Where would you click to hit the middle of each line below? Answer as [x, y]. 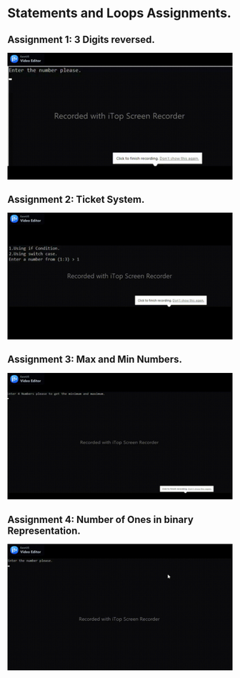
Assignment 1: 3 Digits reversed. [81, 40]
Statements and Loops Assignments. [120, 13]
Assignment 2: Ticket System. [76, 199]
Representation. [44, 530]
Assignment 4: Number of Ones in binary [101, 519]
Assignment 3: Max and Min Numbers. [95, 360]
